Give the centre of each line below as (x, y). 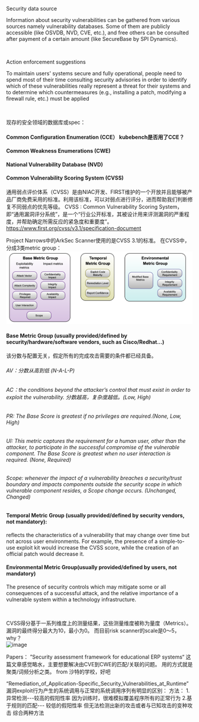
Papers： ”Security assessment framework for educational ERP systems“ (95, 657)
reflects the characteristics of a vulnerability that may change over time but (98, 535)
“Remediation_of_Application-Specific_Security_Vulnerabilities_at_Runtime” (97, 683)
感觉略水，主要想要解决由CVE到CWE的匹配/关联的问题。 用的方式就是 (107, 664)
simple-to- (172, 541)
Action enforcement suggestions (46, 62)
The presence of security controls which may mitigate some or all (86, 587)
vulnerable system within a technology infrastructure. (71, 599)
